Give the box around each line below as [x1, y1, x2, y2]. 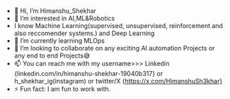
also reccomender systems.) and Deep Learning [13, 29, 155, 37]
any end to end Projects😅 [13, 51, 91, 60]
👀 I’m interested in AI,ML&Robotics [13, 14, 115, 22]
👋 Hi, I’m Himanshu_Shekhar [13, 7, 97, 15]
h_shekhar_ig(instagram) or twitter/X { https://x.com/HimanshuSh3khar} [13, 77, 223, 85]
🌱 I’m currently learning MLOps [13, 37, 105, 45]
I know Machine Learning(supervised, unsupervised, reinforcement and [13, 22, 223, 29]
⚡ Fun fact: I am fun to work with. [13, 85, 111, 93]
